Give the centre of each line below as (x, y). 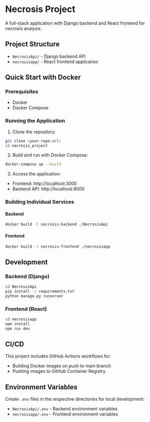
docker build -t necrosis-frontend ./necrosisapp (58, 247)
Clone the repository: (34, 132)
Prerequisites (22, 92)
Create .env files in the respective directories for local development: (75, 399)
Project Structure (32, 44)
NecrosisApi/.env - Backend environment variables (65, 409)
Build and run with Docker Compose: (50, 155)
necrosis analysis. (24, 28)
